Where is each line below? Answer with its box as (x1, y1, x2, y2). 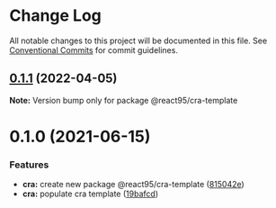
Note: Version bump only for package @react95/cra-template (9, 95, 238, 105)
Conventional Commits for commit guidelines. (9, 44, 178, 55)
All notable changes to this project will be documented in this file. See (9, 35, 268, 46)
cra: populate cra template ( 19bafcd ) (22, 188, 159, 199)
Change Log (9, 5, 102, 26)
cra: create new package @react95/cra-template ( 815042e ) (22, 179, 245, 190)
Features (9, 158, 49, 171)
